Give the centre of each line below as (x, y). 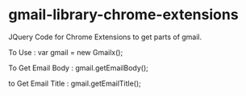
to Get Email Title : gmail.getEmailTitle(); (75, 83)
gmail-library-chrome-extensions (124, 15)
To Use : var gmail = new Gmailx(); (66, 52)
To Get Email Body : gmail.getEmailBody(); (79, 68)
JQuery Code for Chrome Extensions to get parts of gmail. (105, 37)
